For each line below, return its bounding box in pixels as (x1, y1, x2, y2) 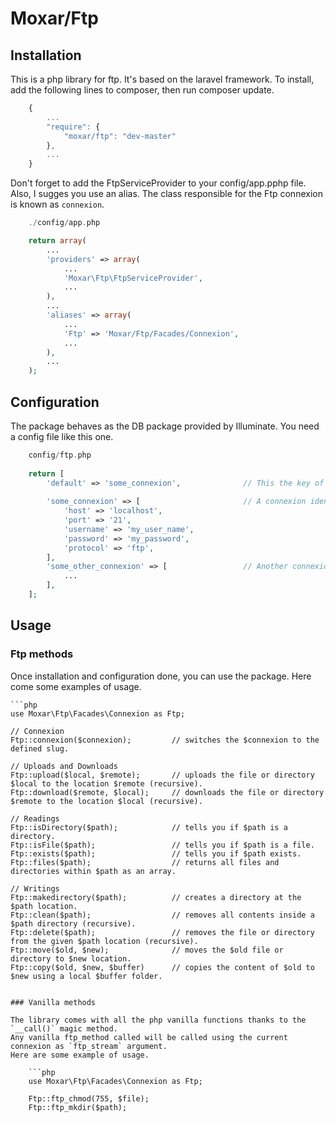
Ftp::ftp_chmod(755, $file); (28, 1093, 150, 1104)
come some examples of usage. (10, 680, 142, 692)
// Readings (10, 813, 60, 824)
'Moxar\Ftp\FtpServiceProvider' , (63, 273, 203, 283)
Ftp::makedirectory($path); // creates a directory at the (10, 892, 302, 902)
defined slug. (10, 743, 70, 754)
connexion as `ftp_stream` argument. (10, 1041, 168, 1051)
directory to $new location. (10, 953, 132, 964)
